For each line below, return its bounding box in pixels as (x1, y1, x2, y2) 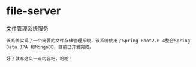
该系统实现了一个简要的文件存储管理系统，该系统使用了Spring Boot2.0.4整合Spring (6, 38, 191, 44)
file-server (6, 4, 61, 18)
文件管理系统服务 (6, 25, 49, 32)
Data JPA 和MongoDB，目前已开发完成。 (6, 44, 94, 50)
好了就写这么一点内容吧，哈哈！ (6, 56, 74, 62)
